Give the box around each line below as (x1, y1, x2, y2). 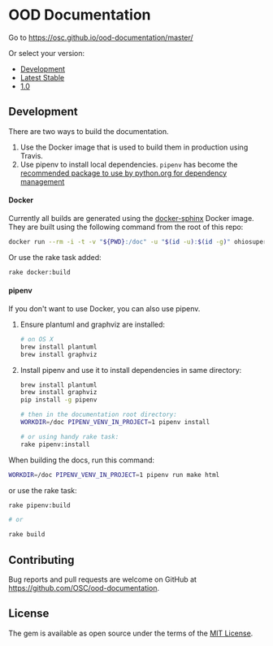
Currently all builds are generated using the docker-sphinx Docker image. (8, 213, 254, 223)
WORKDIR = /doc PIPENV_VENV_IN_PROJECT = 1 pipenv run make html (8, 470, 220, 479)
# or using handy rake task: (19, 432, 119, 440)
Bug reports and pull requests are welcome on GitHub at (8, 574, 197, 584)
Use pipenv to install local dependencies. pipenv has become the (19, 159, 238, 169)
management (19, 176, 65, 186)
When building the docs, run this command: (8, 455, 155, 465)
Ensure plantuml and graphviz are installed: (19, 319, 165, 329)
